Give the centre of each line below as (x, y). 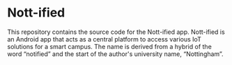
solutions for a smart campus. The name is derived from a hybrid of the (110, 46)
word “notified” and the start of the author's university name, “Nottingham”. (115, 54)
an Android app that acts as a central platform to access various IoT (105, 39)
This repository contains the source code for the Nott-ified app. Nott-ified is (116, 32)
